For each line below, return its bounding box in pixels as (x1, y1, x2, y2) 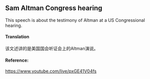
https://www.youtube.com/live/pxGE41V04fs (5, 68, 97, 74)
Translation (5, 34, 29, 40)
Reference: (5, 57, 29, 63)
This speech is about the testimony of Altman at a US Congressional (5, 17, 146, 23)
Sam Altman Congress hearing (5, 4, 103, 12)
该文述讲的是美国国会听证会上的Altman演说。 (5, 46, 99, 52)
